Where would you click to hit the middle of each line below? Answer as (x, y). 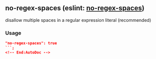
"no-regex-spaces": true (31, 43)
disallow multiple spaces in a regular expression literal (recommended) (78, 20)
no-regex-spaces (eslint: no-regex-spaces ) (75, 8)
